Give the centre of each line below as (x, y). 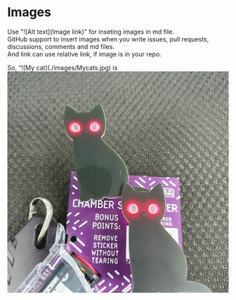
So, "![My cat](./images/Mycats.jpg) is (63, 67)
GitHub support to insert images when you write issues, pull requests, (108, 39)
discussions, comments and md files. (61, 46)
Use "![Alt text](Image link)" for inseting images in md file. (91, 32)
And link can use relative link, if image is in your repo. (84, 54)
